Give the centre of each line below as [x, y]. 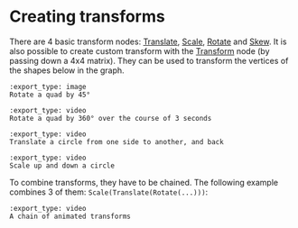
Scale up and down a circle [62, 165]
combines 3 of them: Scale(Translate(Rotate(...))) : [109, 192]
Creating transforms [87, 17]
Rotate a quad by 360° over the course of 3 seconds [111, 118]
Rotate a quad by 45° [50, 95]
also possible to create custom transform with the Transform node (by [140, 50]
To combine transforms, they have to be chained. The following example [144, 182]
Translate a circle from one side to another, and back [116, 141]
